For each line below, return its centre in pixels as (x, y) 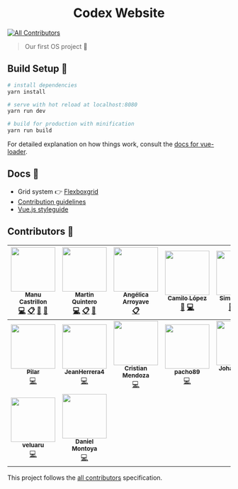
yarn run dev (27, 111)
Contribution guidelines (52, 202)
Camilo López (187, 298)
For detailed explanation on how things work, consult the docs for (103, 144)
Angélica (136, 295)
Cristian (136, 368)
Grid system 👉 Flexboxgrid (58, 191)
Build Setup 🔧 (38, 69)
